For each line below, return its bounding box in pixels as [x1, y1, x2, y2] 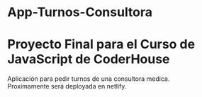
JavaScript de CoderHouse [7, 51, 170, 67]
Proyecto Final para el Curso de [7, 37, 196, 53]
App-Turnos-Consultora [7, 4, 153, 20]
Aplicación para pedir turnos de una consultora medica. [7, 75, 170, 83]
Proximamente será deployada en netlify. [7, 82, 127, 91]
